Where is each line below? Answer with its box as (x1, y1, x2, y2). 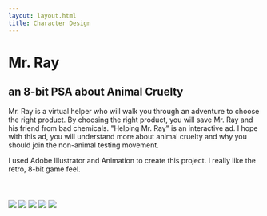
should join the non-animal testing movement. (8, 140, 160, 150)
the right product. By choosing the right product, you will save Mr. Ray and (8, 115, 253, 124)
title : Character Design (8, 19, 91, 27)
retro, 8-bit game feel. (8, 164, 82, 174)
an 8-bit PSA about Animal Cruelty (8, 85, 184, 99)
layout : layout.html (8, 11, 78, 20)
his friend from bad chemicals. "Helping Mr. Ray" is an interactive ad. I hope (8, 123, 258, 132)
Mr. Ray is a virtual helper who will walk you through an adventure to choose (8, 106, 260, 116)
